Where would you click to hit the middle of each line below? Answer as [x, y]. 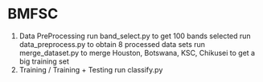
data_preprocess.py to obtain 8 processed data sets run [112, 44]
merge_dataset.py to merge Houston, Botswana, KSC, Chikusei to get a [137, 53]
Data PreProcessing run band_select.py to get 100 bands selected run [135, 36]
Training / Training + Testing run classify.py [91, 69]
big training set [44, 61]
